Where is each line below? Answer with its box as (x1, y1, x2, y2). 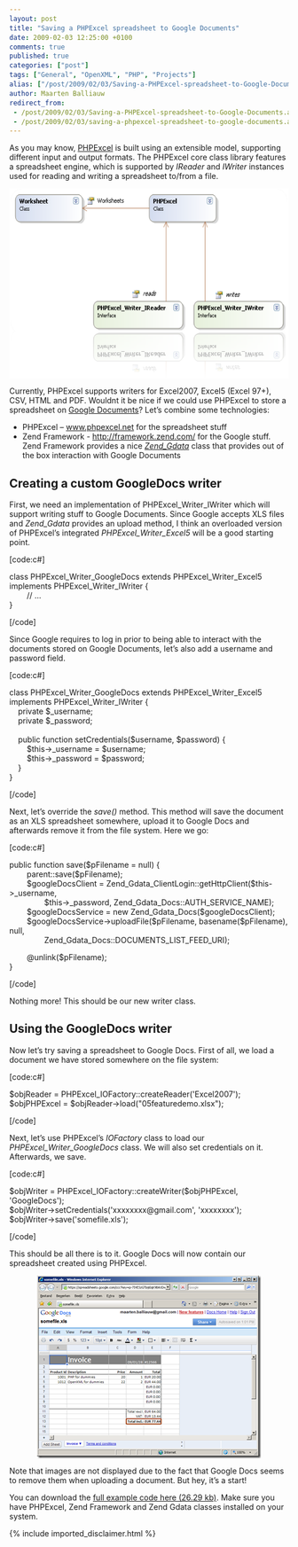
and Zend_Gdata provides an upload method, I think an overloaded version (9, 519, 283, 529)
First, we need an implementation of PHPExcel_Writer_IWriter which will (9, 499, 271, 510)
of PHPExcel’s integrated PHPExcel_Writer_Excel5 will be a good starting (9, 527, 274, 538)
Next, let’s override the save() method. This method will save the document (9, 807, 284, 817)
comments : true (9, 43, 66, 51)
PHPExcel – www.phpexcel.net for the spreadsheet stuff (21, 422, 228, 433)
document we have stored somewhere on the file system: (9, 1054, 219, 1065)
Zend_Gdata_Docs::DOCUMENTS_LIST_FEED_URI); (43, 935, 231, 946)
